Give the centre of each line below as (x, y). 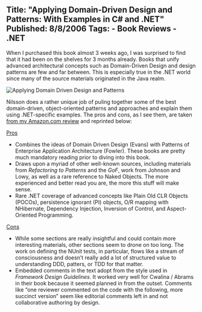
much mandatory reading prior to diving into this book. (83, 157)
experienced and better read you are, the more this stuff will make (97, 183)
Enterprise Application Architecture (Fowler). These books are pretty (100, 151)
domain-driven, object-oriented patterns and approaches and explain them (99, 108)
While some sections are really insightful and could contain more (95, 238)
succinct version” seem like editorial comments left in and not (91, 296)
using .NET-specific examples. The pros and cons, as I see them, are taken (99, 115)
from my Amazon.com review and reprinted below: (69, 121)
